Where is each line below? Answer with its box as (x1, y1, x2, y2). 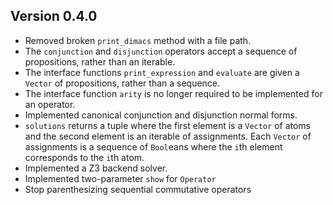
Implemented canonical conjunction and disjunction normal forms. (24, 109, 298, 121)
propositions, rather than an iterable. (24, 55, 176, 68)
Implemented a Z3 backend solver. (24, 162, 168, 174)
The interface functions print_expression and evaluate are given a (24, 66, 300, 78)
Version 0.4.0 (10, 8, 98, 25)
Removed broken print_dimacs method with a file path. (24, 34, 252, 46)
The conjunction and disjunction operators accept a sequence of (24, 45, 298, 57)
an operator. (24, 98, 76, 110)
